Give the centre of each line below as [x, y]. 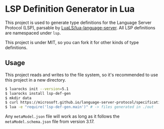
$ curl [12, 103]
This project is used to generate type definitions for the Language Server [78, 22]
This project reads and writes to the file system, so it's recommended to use [82, 75]
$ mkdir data [18, 98]
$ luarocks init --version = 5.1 [37, 89]
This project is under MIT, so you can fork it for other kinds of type [72, 42]
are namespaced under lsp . [33, 33]
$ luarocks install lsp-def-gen [38, 93]
